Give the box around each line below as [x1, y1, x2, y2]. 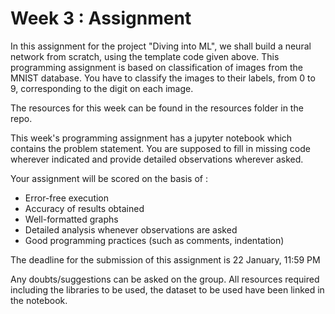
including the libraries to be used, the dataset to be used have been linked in [10, 283, 325, 296]
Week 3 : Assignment [10, 7, 192, 30]
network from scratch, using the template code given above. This [10, 50, 280, 62]
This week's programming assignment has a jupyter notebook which [10, 132, 293, 144]
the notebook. [10, 294, 68, 306]
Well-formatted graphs [24, 213, 119, 225]
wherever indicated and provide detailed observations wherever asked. [10, 153, 304, 165]
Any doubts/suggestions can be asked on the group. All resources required [10, 273, 320, 285]
